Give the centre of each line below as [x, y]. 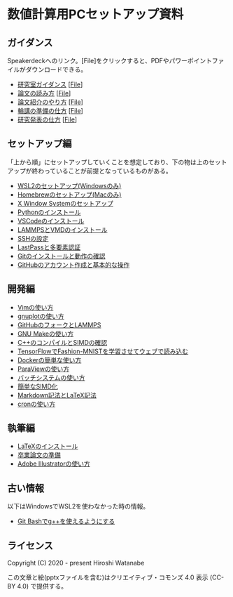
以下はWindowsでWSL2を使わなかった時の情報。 [78, 506]
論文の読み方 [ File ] [44, 93]
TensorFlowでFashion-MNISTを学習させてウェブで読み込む [103, 351]
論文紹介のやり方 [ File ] [50, 102]
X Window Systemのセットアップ [65, 203]
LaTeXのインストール [48, 446]
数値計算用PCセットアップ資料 [96, 14]
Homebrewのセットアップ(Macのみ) [69, 195]
